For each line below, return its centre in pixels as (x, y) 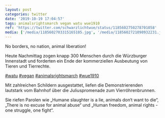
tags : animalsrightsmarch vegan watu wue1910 (52, 23)
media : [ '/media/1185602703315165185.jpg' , (50, 32)
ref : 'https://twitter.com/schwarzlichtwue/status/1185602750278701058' (81, 28)
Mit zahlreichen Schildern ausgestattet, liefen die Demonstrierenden (74, 85)
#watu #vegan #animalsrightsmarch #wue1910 (52, 76)
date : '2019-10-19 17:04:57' (35, 19)
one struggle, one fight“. (29, 110)
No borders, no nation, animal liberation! (46, 46)
